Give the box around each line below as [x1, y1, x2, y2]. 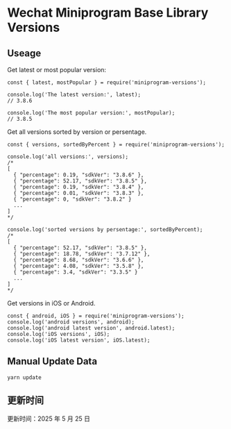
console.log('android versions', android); [7, 319, 135, 326]
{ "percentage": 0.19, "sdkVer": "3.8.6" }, [13, 171, 144, 178]
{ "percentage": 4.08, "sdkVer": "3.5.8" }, [13, 262, 144, 269]
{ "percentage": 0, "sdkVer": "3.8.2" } [13, 196, 132, 203]
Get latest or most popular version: [7, 66, 106, 74]
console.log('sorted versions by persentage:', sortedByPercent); [7, 226, 203, 233]
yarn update [7, 373, 42, 381]
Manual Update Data [7, 355, 98, 367]
